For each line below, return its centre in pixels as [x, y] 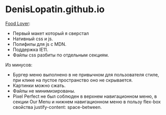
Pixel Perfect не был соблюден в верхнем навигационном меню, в [85, 96]
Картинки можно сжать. [39, 85]
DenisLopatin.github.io [55, 9]
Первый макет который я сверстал [51, 33]
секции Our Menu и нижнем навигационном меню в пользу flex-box [87, 102]
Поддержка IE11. [30, 49]
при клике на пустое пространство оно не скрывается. [73, 80]
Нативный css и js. [33, 39]
